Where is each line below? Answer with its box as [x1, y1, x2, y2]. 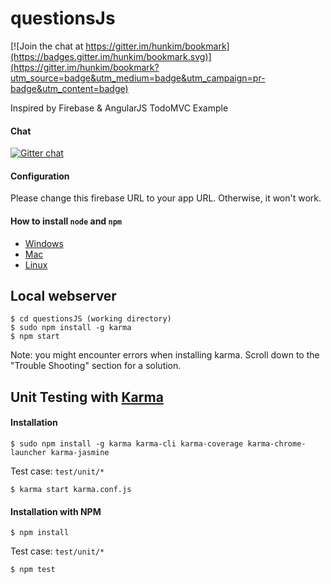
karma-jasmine [50, 447, 110, 457]
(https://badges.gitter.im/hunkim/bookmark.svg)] [10, 50, 212, 62]
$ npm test [10, 565, 56, 575]
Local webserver [10, 287, 117, 304]
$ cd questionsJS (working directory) [10, 314, 172, 324]
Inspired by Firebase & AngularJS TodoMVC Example [10, 102, 229, 114]
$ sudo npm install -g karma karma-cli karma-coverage [10, 438, 244, 449]
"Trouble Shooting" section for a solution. [10, 360, 182, 372]
